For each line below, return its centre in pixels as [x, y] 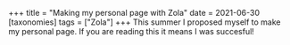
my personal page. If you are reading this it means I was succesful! [132, 31]
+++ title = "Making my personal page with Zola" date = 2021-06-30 [134, 13]
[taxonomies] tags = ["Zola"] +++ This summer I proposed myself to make [145, 22]
